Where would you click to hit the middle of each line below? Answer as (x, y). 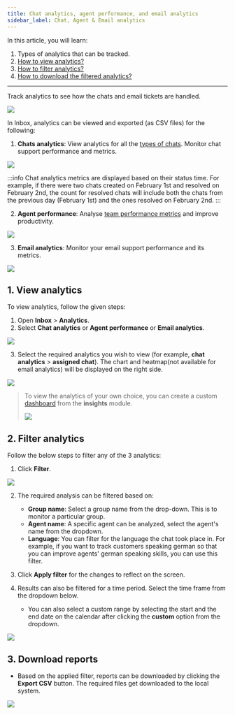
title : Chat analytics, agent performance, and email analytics (103, 14)
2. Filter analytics (46, 439)
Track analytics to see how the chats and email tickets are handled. (104, 96)
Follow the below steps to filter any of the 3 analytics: (84, 456)
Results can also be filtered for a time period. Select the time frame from (121, 588)
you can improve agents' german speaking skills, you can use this (123, 554)
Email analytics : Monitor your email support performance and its (111, 247)
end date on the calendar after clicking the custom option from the (124, 616)
